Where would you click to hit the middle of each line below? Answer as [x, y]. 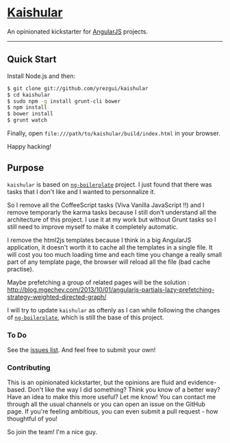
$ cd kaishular [29, 95]
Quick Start [32, 59]
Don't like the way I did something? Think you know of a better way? [124, 390]
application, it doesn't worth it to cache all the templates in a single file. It [110, 247]
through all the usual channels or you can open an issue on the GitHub [106, 404]
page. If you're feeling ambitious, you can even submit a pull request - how [113, 412]
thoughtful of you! [33, 419]
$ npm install [27, 107]
